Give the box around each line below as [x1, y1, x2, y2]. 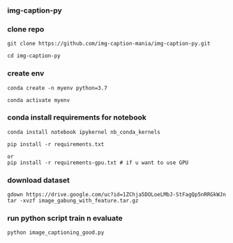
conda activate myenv [7, 96, 70, 103]
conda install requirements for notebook [7, 112, 146, 122]
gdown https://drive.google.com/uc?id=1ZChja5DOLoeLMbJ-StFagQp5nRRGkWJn [7, 191, 227, 198]
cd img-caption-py [7, 52, 61, 59]
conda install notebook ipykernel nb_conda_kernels [7, 128, 160, 135]
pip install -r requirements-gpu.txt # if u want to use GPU [7, 159, 189, 166]
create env [7, 68, 45, 78]
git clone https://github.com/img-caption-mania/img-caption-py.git [7, 40, 211, 47]
